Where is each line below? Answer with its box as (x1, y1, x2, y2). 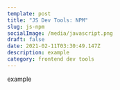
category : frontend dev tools (7, 56, 95, 63)
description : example (7, 50, 70, 57)
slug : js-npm (7, 23, 45, 30)
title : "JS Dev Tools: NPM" (7, 17, 89, 24)
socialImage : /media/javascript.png (7, 29, 113, 37)
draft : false (7, 36, 45, 43)
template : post (7, 10, 51, 17)
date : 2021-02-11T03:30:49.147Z (7, 43, 101, 50)
